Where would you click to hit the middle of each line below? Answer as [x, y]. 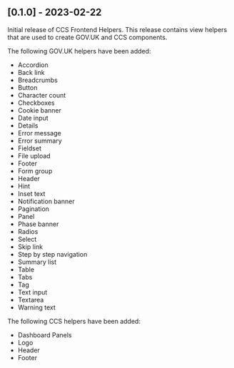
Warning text [36, 307]
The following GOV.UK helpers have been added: [79, 51]
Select [27, 239]
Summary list [37, 262]
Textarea [31, 300]
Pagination [34, 209]
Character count [42, 95]
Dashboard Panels [45, 334]
